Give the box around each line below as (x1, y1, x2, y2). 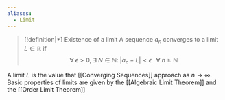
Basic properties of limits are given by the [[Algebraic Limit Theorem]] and (7, 78, 217, 86)
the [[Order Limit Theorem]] (7, 86, 86, 94)
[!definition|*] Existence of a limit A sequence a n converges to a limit (23, 35, 219, 45)
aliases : (7, 10, 32, 17)
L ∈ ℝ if (23, 45, 47, 53)
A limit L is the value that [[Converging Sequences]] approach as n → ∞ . (7, 71, 213, 79)
